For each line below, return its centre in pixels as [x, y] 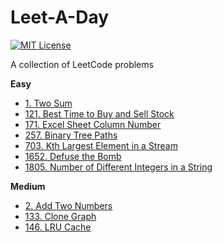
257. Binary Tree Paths [71, 135]
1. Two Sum [48, 103]
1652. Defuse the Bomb [73, 156]
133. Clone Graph [60, 216]
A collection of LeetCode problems [82, 64]
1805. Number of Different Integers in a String [118, 167]
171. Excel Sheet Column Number [93, 124]
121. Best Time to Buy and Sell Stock [99, 113]
